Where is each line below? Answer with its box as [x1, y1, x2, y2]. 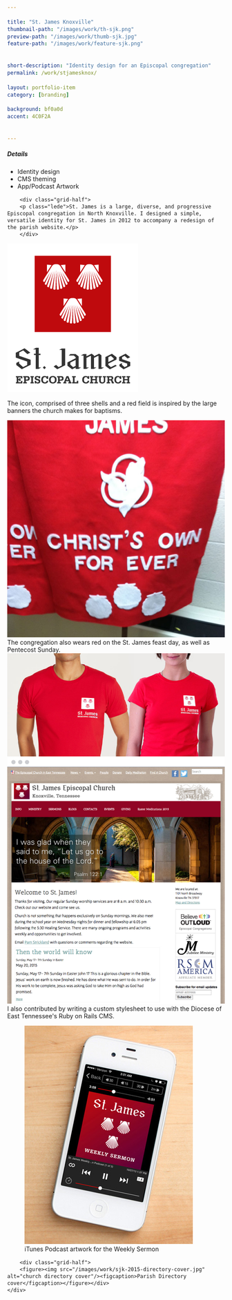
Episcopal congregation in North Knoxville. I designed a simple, [7, 210, 202, 217]
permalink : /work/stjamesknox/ [7, 69, 97, 76]
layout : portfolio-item [7, 84, 76, 91]
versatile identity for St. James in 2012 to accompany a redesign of [7, 217, 215, 224]
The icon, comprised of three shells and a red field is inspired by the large [7, 399, 217, 407]
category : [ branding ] [7, 91, 70, 98]
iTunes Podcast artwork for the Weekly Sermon [24, 1245, 159, 1253]
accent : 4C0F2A [7, 113, 51, 120]
